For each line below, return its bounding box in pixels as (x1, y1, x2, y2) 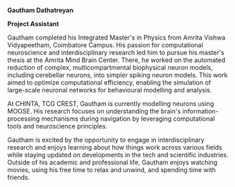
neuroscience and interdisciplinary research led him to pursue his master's (7, 49, 224, 56)
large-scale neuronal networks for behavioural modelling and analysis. (7, 86, 212, 94)
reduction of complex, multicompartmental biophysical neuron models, (7, 64, 213, 71)
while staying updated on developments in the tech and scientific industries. (7, 151, 229, 159)
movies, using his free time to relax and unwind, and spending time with (7, 166, 217, 174)
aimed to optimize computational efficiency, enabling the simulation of (7, 78, 212, 87)
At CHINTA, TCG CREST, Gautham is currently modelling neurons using (7, 99, 214, 108)
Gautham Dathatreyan (7, 6, 74, 14)
